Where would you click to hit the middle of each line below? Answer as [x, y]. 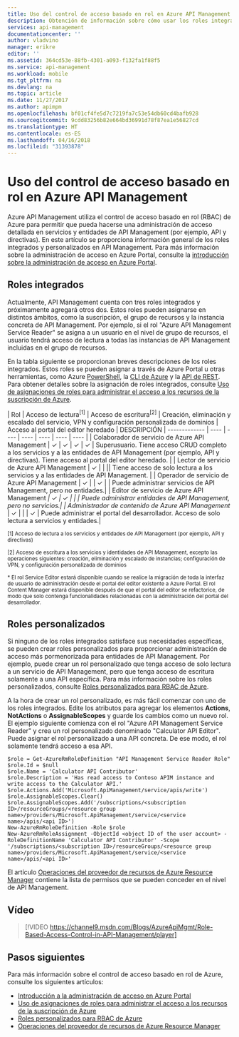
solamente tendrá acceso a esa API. [60, 746]
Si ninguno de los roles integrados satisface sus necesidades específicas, [116, 641]
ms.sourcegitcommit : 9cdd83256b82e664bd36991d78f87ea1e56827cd [103, 120]
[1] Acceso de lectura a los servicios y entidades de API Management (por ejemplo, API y [116, 533]
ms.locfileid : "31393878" [46, 147]
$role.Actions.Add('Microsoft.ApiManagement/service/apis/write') [108, 790]
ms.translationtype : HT [43, 127]
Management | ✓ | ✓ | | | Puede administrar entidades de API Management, [118, 497]
